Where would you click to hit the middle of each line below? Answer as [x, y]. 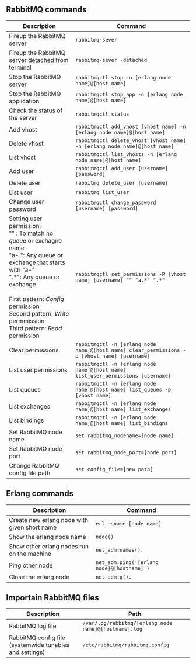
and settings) [27, 652]
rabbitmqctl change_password [116, 202]
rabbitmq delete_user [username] [122, 183]
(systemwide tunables [39, 645]
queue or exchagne [36, 240]
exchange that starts [37, 262]
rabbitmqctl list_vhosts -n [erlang [126, 154]
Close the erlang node [39, 577]
